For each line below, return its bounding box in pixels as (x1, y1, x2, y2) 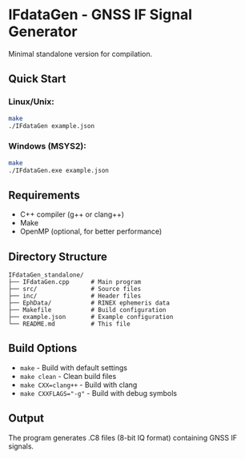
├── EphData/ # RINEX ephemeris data (8, 299, 171, 307)
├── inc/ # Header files (8, 292, 142, 301)
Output (8, 412, 44, 425)
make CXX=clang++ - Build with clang (19, 380, 138, 389)
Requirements (8, 188, 80, 202)
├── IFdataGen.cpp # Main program (8, 278, 142, 286)
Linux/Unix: (8, 96, 54, 107)
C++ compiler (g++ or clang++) (19, 210, 125, 219)
